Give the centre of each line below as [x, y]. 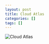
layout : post [18, 9]
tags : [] [14, 23]
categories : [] [20, 18]
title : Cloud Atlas [25, 14]
